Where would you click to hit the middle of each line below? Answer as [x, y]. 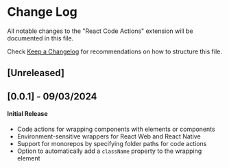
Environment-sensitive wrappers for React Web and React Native [109, 136]
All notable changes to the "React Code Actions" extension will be [100, 31]
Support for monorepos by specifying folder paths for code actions [112, 143]
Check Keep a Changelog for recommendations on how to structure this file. [115, 51]
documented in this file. [40, 38]
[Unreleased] [36, 73]
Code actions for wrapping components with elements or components [116, 129]
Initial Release [27, 114]
